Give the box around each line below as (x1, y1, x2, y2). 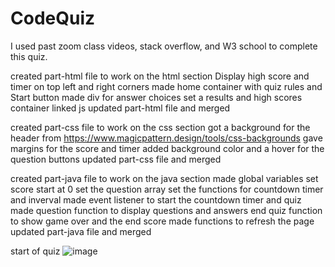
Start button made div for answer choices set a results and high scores (10, 91, 303, 103)
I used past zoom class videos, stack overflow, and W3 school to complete (10, 40, 318, 52)
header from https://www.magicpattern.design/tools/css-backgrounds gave (10, 132, 323, 144)
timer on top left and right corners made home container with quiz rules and (10, 80, 323, 92)
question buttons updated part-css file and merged (10, 153, 222, 165)
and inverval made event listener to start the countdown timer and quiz (10, 193, 302, 206)
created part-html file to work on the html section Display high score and (10, 70, 310, 82)
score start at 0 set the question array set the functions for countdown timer (10, 183, 324, 195)
